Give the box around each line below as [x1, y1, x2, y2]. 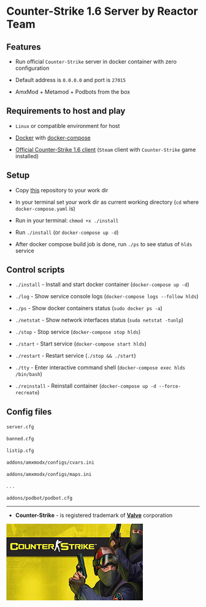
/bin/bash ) [15, 371, 43, 378]
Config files [6, 406, 52, 417]
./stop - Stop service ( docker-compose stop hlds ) [15, 328, 141, 336]
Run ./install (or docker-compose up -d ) [15, 228, 119, 236]
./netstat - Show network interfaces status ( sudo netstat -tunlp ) [15, 317, 184, 324]
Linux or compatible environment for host [15, 122, 120, 129]
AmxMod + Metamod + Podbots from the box [15, 88, 131, 96]
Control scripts [6, 265, 65, 275]
